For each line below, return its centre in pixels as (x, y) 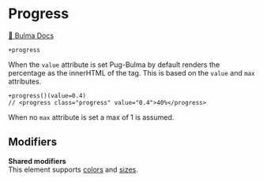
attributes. (25, 81)
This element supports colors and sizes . (73, 169)
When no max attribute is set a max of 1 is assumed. (91, 117)
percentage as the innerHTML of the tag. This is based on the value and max (131, 72)
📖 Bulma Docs (31, 35)
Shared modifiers (38, 161)
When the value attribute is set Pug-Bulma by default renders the (114, 65)
